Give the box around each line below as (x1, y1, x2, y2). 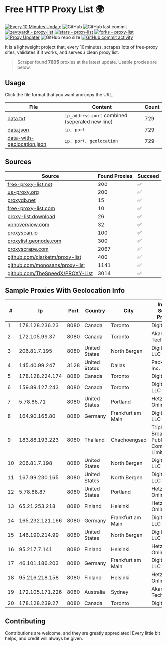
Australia (84, 589, 105, 596)
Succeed (137, 172, 159, 179)
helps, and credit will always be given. (5, 635, 83, 642)
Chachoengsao (111, 436, 147, 443)
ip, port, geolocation (64, 138, 118, 144)
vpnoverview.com (7, 221, 50, 228)
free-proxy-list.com (7, 205, 56, 212)
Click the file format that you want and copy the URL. (5, 92, 113, 97)
